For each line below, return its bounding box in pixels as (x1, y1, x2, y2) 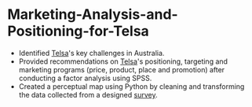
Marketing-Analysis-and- (7, 6, 178, 24)
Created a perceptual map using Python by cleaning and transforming (18, 81, 245, 91)
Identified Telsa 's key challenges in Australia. (18, 48, 165, 57)
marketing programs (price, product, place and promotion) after (18, 65, 225, 74)
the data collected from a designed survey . (18, 90, 158, 99)
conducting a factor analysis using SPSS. (18, 73, 152, 83)
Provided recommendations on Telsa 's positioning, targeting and (18, 57, 228, 66)
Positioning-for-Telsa (7, 22, 150, 40)
